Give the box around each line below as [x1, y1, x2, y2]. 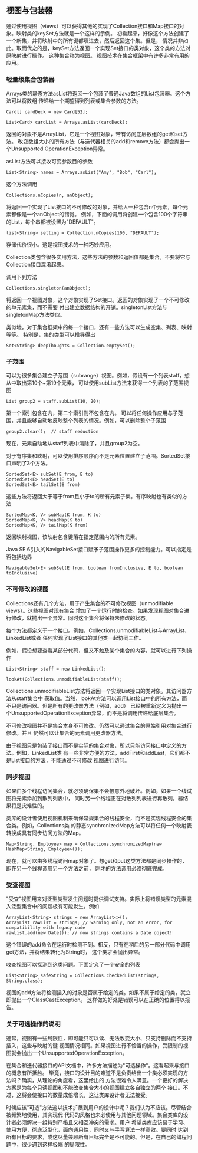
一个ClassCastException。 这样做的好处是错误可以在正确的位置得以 [21, 996, 186, 1004]
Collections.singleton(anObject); [6, 285, 91, 291]
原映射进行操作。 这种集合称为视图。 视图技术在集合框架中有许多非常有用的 [6, 52, 190, 59]
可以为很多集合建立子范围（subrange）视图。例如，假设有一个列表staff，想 [6, 372, 190, 379]
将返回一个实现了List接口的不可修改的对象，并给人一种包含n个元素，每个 [6, 203, 183, 211]
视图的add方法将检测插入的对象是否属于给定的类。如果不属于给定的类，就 [6, 989, 186, 996]
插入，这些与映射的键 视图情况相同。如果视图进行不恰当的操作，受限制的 [6, 1042, 183, 1049]
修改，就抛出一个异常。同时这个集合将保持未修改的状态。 [11, 614, 151, 621]
